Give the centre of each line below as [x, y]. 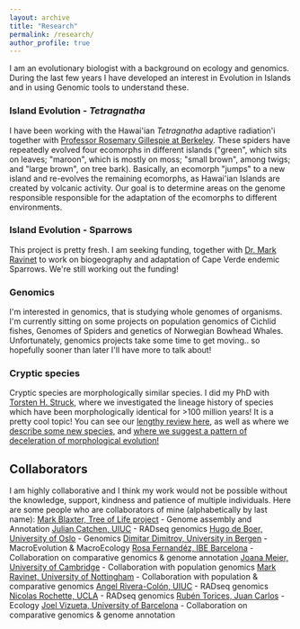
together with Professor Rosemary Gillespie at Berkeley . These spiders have [150, 139]
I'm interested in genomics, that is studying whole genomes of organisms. [146, 312]
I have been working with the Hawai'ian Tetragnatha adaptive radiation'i [142, 130]
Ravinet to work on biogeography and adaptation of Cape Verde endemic [145, 259]
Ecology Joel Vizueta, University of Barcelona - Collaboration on [128, 606]
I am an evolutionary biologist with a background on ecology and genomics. [150, 68]
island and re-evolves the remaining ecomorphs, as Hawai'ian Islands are [145, 178]
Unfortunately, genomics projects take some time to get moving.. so [135, 341]
